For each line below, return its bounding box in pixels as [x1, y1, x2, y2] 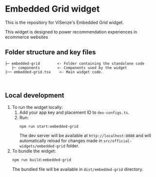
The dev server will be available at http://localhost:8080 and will [19, 133, 152, 139]
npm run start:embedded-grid [19, 124, 79, 129]
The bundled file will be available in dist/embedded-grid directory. [12, 166, 143, 172]
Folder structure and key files [5, 48, 96, 56]
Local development [5, 91, 65, 100]
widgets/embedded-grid [19, 144, 66, 149]
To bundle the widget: [12, 148, 56, 154]
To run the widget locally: [12, 104, 63, 110]
